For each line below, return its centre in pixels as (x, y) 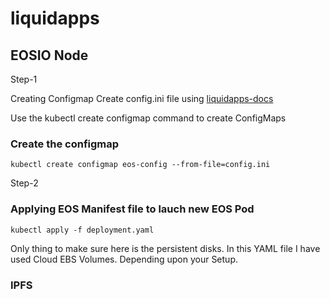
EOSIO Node (49, 55)
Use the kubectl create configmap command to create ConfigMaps (148, 118)
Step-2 (24, 183)
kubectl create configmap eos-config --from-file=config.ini (140, 165)
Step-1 (24, 79)
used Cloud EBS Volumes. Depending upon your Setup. (124, 259)
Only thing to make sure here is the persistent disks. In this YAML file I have (165, 248)
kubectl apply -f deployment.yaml (82, 230)
